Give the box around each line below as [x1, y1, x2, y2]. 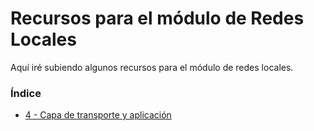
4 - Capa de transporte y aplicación [24, 109, 172, 121]
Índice [10, 86, 42, 100]
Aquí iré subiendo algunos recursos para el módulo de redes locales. [10, 61, 294, 73]
